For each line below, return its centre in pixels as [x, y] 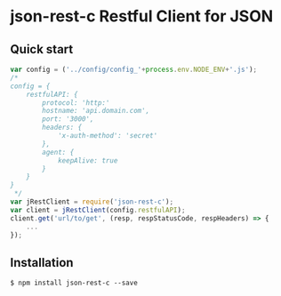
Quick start [42, 49]
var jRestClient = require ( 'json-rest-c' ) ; [92, 202]
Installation [42, 263]
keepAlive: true [88, 160]
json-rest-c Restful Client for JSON [142, 16]
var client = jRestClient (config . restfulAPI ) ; [98, 210]
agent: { [58, 152]
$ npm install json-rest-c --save [74, 283]
